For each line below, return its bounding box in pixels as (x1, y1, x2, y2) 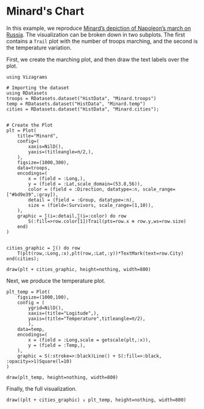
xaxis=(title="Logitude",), (28, 310, 99, 316)
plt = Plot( (6, 127, 37, 134)
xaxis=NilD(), (28, 143, 64, 150)
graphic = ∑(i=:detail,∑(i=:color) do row (17, 212, 127, 219)
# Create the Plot (6, 122, 53, 128)
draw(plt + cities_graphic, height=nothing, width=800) (6, 266, 151, 272)
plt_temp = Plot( (6, 289, 51, 295)
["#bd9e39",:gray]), (6, 191, 59, 198)
